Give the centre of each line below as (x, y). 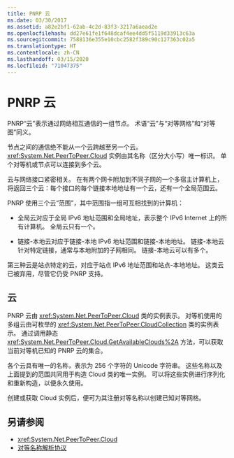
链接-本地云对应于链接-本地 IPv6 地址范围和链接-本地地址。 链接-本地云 (121, 241)
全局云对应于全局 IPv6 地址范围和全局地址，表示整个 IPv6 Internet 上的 (119, 217)
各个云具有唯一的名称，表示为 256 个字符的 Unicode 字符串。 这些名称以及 (115, 366)
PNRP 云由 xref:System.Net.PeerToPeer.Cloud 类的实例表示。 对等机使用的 (115, 316)
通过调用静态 (39, 334)
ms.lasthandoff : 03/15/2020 (48, 59)
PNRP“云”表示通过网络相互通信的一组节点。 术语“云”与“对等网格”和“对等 (111, 123)
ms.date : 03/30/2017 (37, 20)
